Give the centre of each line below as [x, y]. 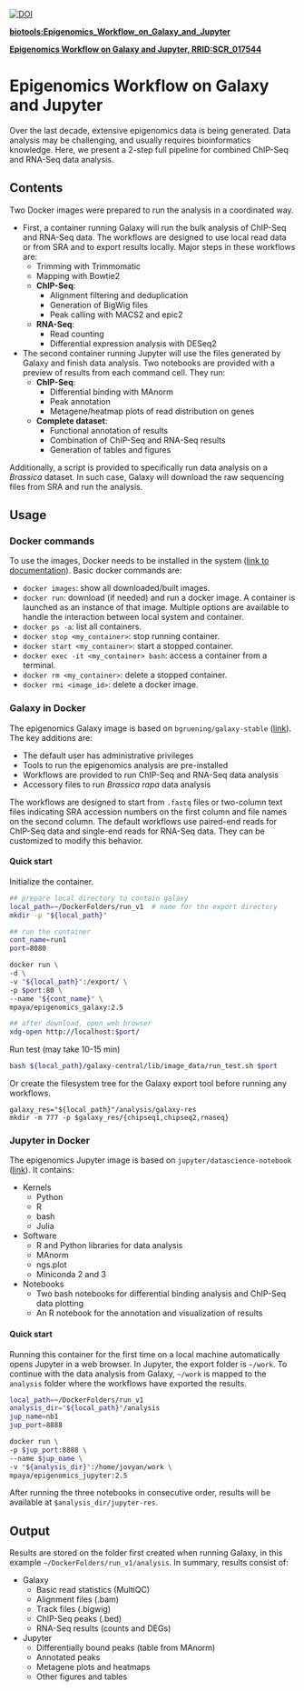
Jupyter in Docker [50, 1140]
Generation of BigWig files [99, 305]
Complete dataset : [72, 420]
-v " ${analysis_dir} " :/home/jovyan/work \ [91, 1467]
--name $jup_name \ [46, 1458]
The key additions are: [51, 737]
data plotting [60, 1304]
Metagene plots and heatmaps [93, 1667]
